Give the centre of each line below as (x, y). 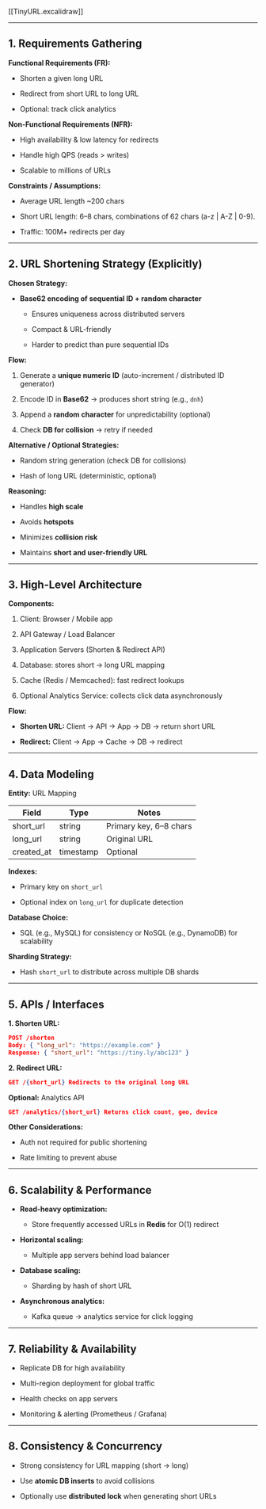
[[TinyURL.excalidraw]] (46, 11)
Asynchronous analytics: (62, 1301)
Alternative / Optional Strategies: (64, 445)
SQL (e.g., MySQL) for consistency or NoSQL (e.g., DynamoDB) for (129, 933)
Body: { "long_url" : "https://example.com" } (84, 1045)
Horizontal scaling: (52, 1240)
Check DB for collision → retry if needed (86, 429)
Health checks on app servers (69, 1399)
